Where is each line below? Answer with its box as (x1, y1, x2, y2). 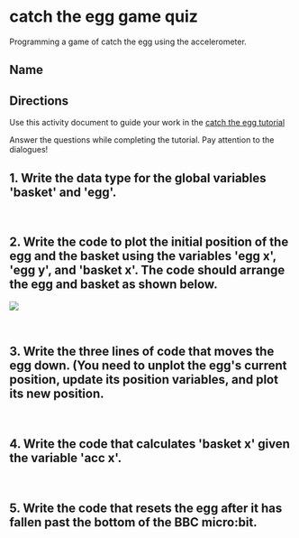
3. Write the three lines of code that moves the (9, 344, 275, 359)
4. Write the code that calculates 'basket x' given (9, 436, 291, 451)
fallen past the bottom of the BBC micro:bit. (9, 515, 258, 530)
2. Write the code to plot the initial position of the (9, 235, 289, 250)
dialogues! (9, 144, 49, 155)
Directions (9, 93, 69, 108)
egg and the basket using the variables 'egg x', (9, 248, 276, 264)
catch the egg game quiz (9, 6, 198, 27)
